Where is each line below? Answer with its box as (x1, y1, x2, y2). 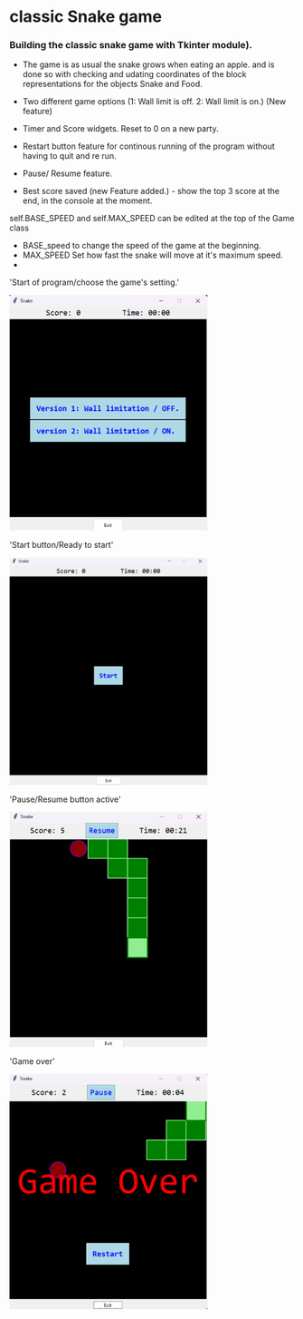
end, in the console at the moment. (22, 195, 153, 206)
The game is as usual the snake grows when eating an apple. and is (22, 59, 275, 70)
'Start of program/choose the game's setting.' (9, 277, 179, 288)
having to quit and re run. (22, 151, 117, 161)
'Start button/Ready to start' (9, 540, 114, 551)
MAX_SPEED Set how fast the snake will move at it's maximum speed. (22, 249, 283, 260)
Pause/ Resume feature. (22, 168, 113, 179)
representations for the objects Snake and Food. (22, 79, 204, 90)
